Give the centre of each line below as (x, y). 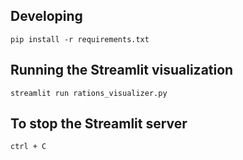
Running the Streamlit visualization (122, 70)
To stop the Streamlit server (99, 124)
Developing (46, 16)
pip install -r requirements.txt (80, 39)
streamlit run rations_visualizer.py (89, 93)
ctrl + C (28, 147)
